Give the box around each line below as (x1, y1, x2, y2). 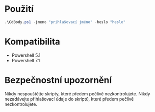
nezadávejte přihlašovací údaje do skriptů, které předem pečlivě (4, 96, 134, 102)
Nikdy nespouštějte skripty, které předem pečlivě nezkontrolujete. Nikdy (4, 90, 151, 96)
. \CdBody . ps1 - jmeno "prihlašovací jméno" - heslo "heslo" (4, 20, 126, 24)
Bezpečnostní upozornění (4, 74, 112, 86)
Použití (4, 3, 34, 15)
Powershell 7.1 (11, 57, 40, 63)
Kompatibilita (4, 36, 60, 47)
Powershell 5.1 (11, 52, 41, 58)
